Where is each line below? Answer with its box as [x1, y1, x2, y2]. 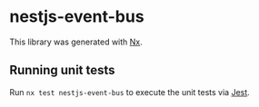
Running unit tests [9, 63, 115, 78]
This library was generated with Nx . [9, 36, 143, 47]
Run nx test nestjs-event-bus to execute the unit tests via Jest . [9, 86, 250, 97]
